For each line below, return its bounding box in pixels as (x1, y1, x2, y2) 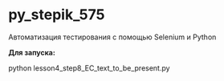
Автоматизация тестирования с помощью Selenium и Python (8, 32, 217, 42)
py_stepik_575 (8, 6, 105, 24)
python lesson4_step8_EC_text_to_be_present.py (8, 63, 170, 73)
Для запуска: (8, 47, 56, 57)
